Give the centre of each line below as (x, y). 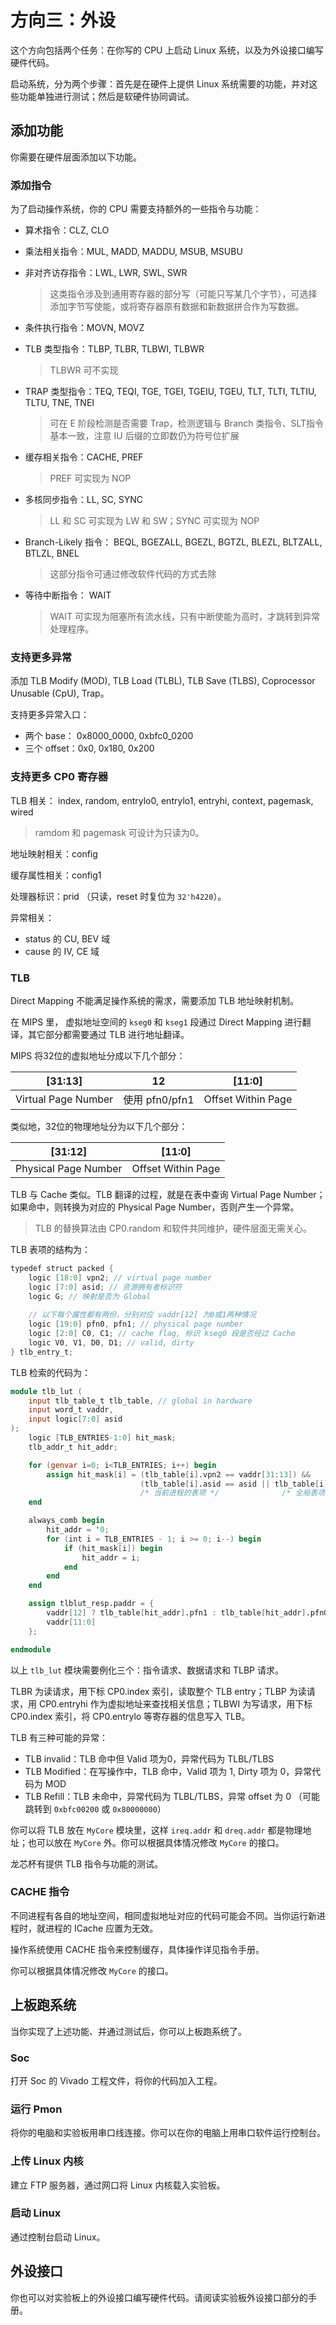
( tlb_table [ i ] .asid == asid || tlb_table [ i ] (234, 1484)
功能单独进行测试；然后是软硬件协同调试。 (106, 96)
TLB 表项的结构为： (51, 1249)
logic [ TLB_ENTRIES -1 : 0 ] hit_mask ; (102, 1438)
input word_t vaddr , (71, 1410)
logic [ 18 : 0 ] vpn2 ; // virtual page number (120, 1277)
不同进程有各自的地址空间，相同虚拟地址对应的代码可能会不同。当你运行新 (163, 1915)
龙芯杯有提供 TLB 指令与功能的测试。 (86, 1863)
